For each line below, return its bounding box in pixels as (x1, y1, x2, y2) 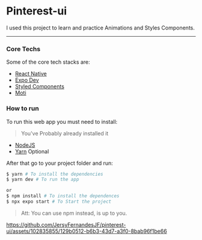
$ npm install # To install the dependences (6, 193, 120, 199)
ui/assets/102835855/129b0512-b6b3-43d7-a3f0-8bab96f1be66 (6, 227, 167, 235)
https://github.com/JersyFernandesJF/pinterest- (6, 221, 126, 228)
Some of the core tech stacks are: (6, 58, 90, 66)
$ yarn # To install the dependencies (6, 171, 103, 177)
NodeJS (14, 141, 35, 149)
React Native (14, 70, 47, 78)
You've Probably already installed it (20, 129, 109, 137)
